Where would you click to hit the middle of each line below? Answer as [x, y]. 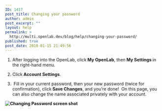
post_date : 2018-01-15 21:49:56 [38, 46]
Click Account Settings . [37, 74]
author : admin [20, 18]
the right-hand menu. [34, 65]
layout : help [18, 28]
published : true [22, 41]
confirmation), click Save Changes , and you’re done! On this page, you [84, 89]
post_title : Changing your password [42, 14]
